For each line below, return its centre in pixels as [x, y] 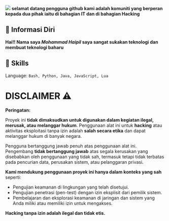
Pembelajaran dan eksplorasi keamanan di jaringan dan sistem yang [83, 198]
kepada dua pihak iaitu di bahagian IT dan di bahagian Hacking [73, 14]
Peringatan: [18, 110]
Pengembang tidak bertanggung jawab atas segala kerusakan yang [77, 151]
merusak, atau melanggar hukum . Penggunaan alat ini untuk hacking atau [84, 125]
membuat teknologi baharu [35, 47]
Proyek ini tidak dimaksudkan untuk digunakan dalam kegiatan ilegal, [79, 120]
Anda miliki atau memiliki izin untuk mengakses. [62, 203]
